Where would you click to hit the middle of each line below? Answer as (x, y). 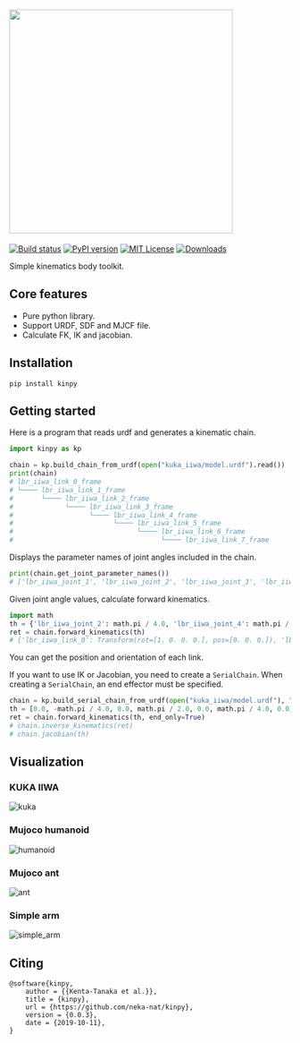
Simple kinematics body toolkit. (67, 266)
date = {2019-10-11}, (65, 1023)
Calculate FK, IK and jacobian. (77, 335)
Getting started (53, 410)
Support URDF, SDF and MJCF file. (86, 325)
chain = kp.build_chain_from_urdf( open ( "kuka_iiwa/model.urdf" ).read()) (147, 466)
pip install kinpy (43, 384)
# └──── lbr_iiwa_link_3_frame (92, 507)
